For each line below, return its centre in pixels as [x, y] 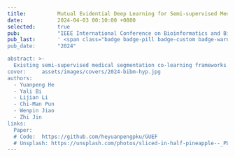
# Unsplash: [31, 143]
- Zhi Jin [28, 117]
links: [17, 124]
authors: [20, 78]
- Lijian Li [31, 98]
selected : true [39, 27]
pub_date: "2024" [42, 46]
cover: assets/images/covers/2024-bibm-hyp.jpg [84, 72]
